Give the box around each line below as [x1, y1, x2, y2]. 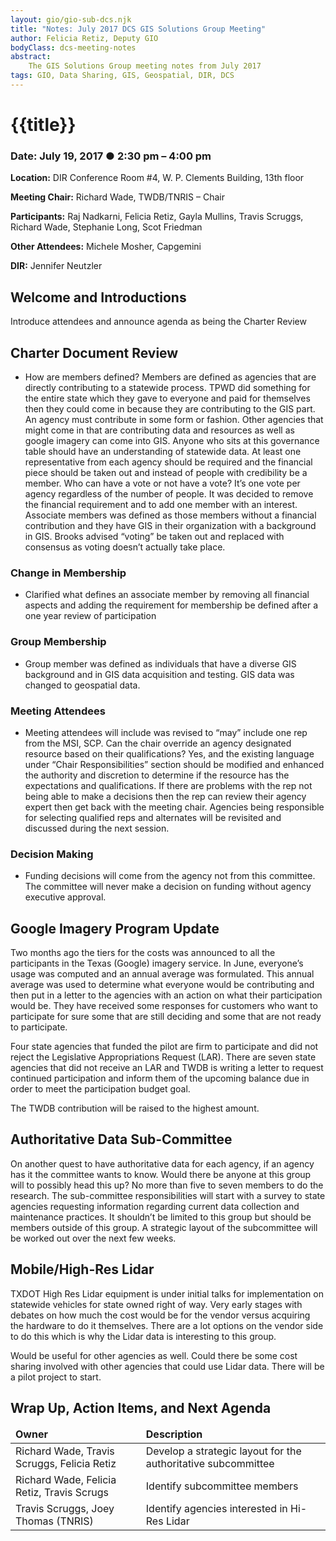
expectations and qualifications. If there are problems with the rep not [24, 779, 313, 791]
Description [145, 1427, 203, 1441]
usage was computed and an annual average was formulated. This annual [10, 967, 315, 980]
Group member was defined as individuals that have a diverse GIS [24, 657, 297, 670]
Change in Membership [10, 566, 127, 580]
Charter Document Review [10, 344, 179, 361]
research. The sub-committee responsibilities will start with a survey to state [10, 1189, 326, 1201]
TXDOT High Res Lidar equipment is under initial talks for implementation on [10, 1287, 324, 1300]
